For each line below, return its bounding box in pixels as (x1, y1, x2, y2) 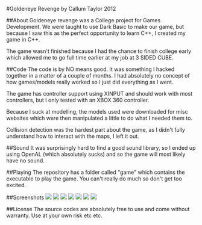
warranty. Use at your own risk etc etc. (6, 212, 103, 219)
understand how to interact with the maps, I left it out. (6, 132, 140, 140)
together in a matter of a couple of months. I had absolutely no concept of (6, 72, 190, 79)
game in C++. (6, 36, 40, 43)
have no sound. (6, 157, 45, 164)
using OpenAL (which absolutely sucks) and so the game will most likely (6, 150, 186, 158)
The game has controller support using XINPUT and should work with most (6, 90, 193, 97)
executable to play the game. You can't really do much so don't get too (6, 175, 182, 182)
